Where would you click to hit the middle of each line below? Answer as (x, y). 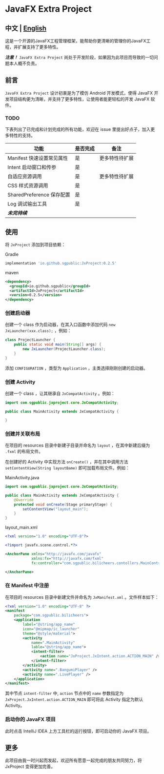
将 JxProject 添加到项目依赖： (35, 244)
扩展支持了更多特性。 (39, 47)
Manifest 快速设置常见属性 (38, 158)
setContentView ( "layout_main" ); (56, 509)
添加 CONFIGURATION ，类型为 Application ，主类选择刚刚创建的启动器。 (76, 368)
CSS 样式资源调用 (28, 185)
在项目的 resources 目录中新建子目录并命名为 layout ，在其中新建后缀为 (78, 446)
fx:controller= (47, 563)
